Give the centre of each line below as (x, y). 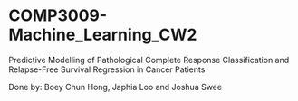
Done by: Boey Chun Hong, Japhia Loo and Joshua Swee (115, 87)
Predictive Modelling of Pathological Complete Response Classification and (149, 60)
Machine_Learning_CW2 (103, 35)
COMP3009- (58, 16)
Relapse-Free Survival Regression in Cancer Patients (107, 69)
